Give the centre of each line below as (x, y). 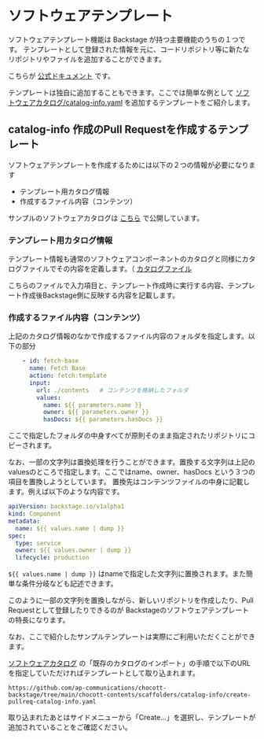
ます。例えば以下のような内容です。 (66, 492)
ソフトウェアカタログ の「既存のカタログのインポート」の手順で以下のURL (130, 663)
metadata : (24, 521)
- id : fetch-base (51, 361)
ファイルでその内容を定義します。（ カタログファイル (107, 269)
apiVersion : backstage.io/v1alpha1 (66, 507)
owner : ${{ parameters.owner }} (96, 412)
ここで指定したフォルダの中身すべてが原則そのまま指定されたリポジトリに (128, 436)
